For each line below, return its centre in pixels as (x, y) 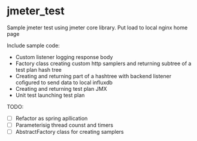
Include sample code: (34, 45)
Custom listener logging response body (64, 57)
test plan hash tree (39, 69)
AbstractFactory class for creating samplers (70, 132)
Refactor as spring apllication (51, 118)
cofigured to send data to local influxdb (64, 82)
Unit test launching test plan (50, 95)
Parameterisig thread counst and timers (64, 125)
